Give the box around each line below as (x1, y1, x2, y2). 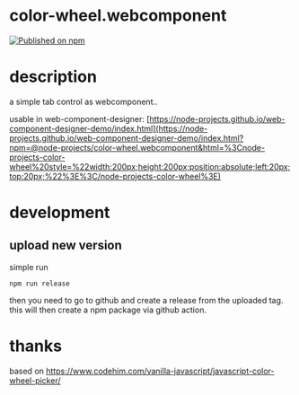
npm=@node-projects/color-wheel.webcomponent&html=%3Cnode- (9, 142, 266, 153)
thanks (9, 336, 63, 356)
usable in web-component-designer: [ (9, 113, 150, 124)
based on (9, 365, 45, 376)
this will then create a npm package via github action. (9, 304, 207, 315)
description (9, 66, 97, 87)
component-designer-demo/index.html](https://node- (9, 123, 208, 134)
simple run (9, 261, 48, 272)
